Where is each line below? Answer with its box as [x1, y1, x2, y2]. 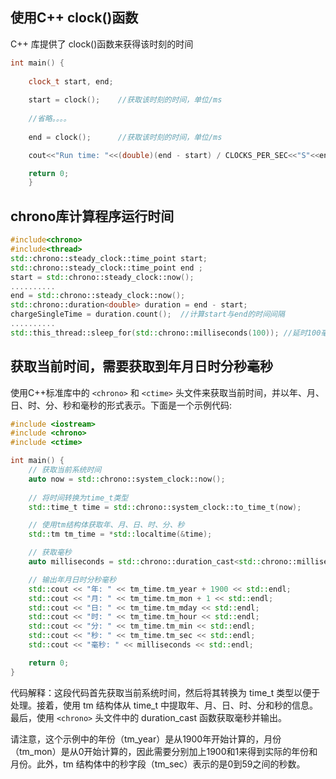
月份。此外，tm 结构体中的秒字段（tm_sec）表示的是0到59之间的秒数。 [10, 758, 306, 770]
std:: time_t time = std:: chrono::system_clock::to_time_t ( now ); [28, 502, 302, 512]
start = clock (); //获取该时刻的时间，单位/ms [28, 95, 223, 105]
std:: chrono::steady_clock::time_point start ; [10, 253, 208, 263]
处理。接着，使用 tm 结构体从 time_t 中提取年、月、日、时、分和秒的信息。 [10, 699, 318, 711]
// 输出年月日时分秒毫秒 [28, 574, 117, 585]
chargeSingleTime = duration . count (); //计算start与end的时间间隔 [10, 309, 285, 320]
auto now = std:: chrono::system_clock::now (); [28, 474, 226, 484]
